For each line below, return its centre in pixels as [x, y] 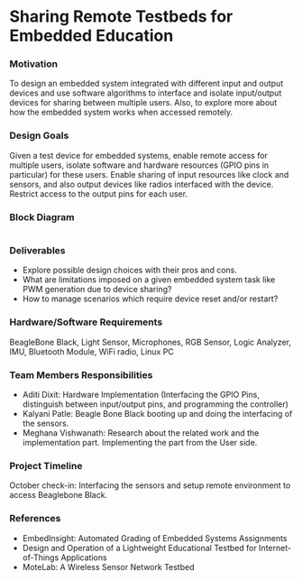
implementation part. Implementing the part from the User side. [140, 442]
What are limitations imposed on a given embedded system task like [149, 280]
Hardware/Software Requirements [86, 322]
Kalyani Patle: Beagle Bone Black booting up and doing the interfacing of [157, 413]
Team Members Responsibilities [81, 374]
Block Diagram [42, 216]
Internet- [275, 548]
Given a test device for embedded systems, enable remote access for [139, 155]
